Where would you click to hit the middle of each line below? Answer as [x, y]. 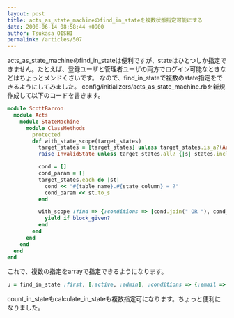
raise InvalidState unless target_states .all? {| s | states [126, 154]
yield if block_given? [77, 218]
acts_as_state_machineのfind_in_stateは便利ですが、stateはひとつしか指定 [114, 61]
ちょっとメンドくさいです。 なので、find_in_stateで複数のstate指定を [118, 78]
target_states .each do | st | [79, 180]
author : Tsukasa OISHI [40, 33]
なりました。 [25, 308]
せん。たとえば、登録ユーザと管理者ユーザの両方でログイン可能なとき [120, 69]
